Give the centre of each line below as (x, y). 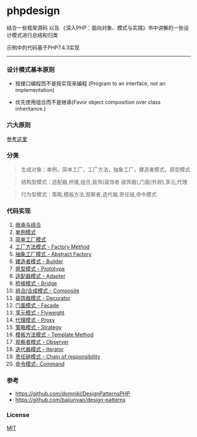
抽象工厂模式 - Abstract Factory (53, 254)
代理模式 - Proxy (35, 320)
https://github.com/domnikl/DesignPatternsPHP (72, 394)
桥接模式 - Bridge (36, 284)
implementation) (35, 90)
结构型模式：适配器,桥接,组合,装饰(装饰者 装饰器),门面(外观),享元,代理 (104, 182)
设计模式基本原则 (31, 70)
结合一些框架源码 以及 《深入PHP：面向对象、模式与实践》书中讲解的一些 (95, 28)
